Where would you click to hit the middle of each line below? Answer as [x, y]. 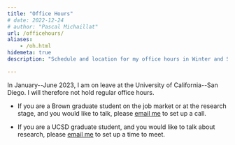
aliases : [20, 40]
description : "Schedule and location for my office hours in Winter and [115, 59]
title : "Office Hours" [40, 14]
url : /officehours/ [36, 33]
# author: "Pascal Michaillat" [53, 26]
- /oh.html [36, 46]
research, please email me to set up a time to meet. [91, 134]
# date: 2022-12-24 [36, 20]
